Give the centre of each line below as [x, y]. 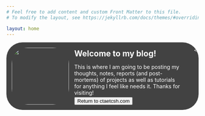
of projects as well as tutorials [137, 80]
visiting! [84, 93]
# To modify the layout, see [43, 18]
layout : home [23, 29]
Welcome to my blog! [115, 54]
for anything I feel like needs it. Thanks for [127, 86]
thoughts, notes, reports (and [111, 73]
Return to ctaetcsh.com [103, 101]
